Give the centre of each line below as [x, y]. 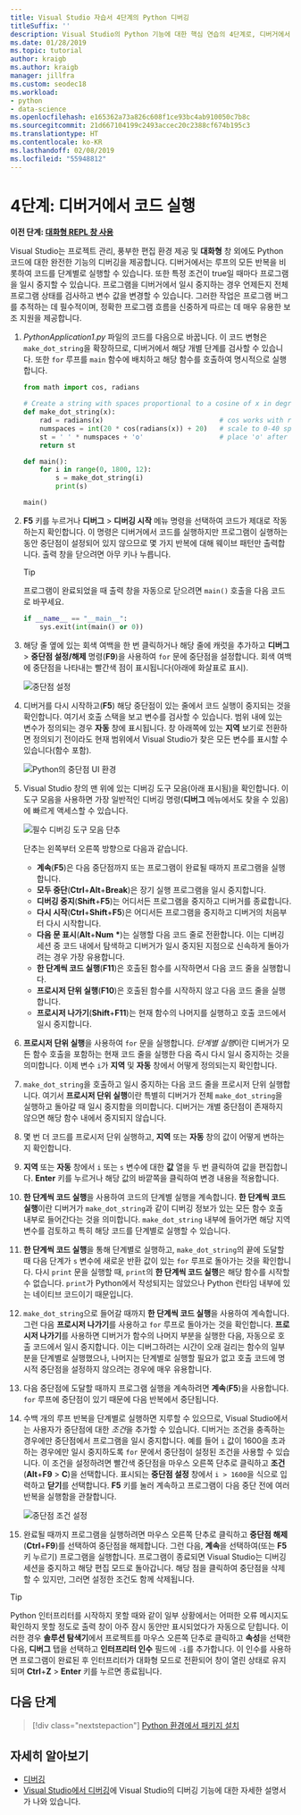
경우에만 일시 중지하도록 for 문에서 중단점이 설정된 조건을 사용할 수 [157, 1451]
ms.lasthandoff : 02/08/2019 [63, 150]
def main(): [45, 461]
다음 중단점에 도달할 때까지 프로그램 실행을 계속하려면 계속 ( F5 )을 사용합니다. [156, 1388]
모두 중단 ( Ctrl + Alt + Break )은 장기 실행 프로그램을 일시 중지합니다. [151, 889]
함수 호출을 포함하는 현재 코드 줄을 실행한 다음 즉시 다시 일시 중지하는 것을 [161, 1054]
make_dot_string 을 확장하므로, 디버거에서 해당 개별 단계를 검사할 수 [141, 349]
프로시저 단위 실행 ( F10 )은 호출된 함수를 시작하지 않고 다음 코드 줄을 [153, 990]
